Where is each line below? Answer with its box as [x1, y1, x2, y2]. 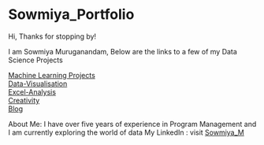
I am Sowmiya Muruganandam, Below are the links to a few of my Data [8, 46, 238, 56]
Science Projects [8, 55, 63, 65]
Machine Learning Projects [8, 70, 96, 80]
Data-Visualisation [8, 79, 68, 88]
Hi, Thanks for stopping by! [8, 32, 97, 41]
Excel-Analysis [8, 87, 57, 96]
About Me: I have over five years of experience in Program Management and [8, 119, 257, 128]
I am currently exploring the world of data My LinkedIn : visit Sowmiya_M [8, 128, 244, 137]
